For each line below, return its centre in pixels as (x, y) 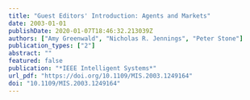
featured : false (35, 61)
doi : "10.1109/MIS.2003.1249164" (65, 83)
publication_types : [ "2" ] (52, 46)
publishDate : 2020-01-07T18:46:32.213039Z (81, 31)
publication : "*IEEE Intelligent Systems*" (83, 69)
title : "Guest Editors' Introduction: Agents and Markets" (110, 16)
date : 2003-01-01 (37, 23)
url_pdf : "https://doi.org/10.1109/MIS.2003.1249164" (101, 76)
